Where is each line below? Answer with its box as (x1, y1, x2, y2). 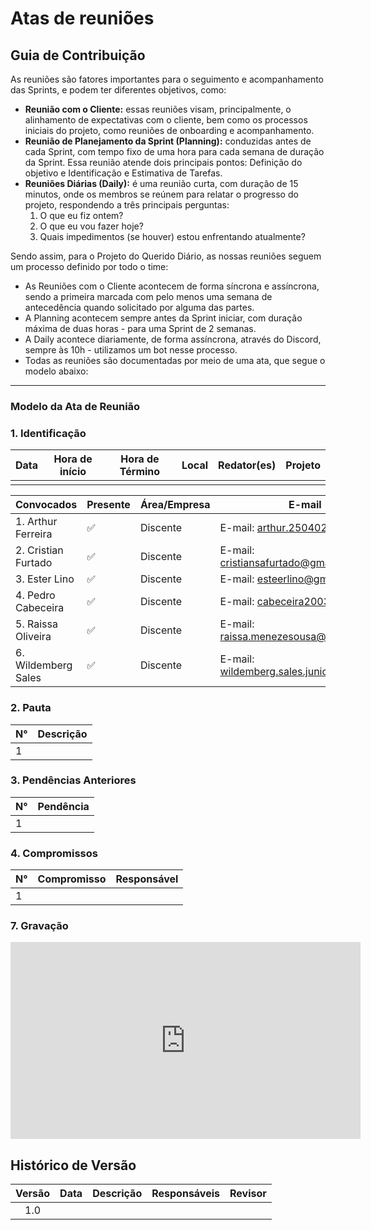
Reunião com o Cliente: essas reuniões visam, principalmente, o (24, 103, 292, 115)
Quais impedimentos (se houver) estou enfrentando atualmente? (39, 231, 306, 242)
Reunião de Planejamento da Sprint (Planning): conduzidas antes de (24, 135, 312, 147)
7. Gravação (10, 919, 69, 933)
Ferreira (15, 527, 53, 541)
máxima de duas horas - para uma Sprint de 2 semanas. (24, 323, 257, 334)
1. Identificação (10, 426, 87, 440)
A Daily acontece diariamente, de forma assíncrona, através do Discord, (24, 333, 322, 345)
